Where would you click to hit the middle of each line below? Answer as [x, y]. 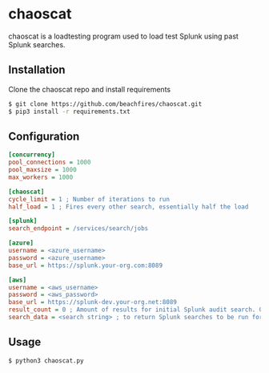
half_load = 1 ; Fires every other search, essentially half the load [128, 207]
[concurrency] [32, 155]
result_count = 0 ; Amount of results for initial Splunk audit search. [132, 310]
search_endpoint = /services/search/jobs [78, 229]
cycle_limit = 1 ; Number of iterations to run [89, 199]
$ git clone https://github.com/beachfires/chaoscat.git [105, 104]
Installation [37, 70]
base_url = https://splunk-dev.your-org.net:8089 [93, 302]
